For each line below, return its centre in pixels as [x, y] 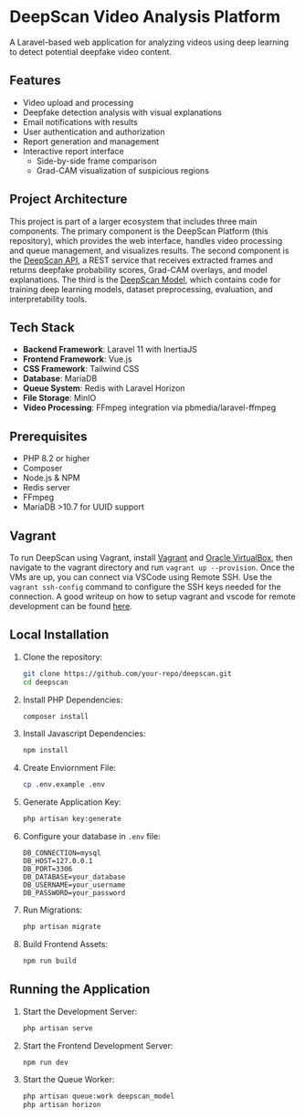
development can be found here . [71, 606]
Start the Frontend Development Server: [98, 1045]
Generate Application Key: [72, 802]
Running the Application [80, 990]
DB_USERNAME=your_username [74, 885]
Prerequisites [48, 436]
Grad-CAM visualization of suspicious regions [123, 170]
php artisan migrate [62, 927]
